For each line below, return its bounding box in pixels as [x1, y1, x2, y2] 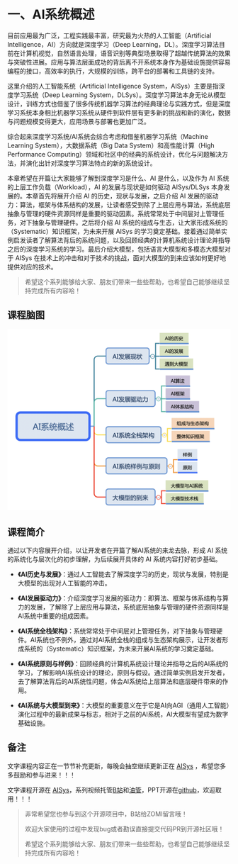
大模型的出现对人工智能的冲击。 [17, 579, 111, 588]
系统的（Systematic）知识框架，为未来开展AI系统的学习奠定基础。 [23, 644, 218, 653]
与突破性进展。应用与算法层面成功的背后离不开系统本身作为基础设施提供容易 [7, 57, 231, 66]
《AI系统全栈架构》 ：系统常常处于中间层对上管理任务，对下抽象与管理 [17, 627, 217, 635]
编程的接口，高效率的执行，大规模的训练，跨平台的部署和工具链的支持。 [7, 67, 218, 75]
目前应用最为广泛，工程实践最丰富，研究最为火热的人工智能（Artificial [7, 31, 212, 40]
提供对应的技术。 [7, 262, 57, 271]
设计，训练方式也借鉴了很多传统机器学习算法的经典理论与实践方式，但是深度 [7, 99, 231, 108]
